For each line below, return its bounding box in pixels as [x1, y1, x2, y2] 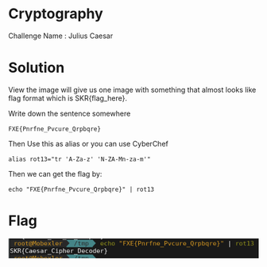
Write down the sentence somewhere [8, 109, 131, 118]
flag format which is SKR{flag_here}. [8, 93, 128, 103]
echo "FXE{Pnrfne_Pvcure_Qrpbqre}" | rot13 [8, 185, 155, 193]
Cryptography [8, 5, 103, 23]
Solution [8, 59, 65, 77]
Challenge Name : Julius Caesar [8, 31, 114, 40]
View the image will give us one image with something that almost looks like [8, 85, 257, 94]
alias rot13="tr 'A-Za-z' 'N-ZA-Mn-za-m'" [8, 155, 151, 163]
